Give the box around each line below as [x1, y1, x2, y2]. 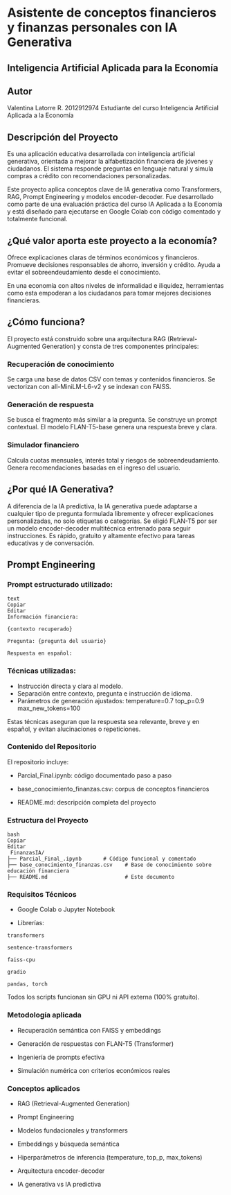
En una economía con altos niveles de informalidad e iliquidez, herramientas [7, 282, 224, 290]
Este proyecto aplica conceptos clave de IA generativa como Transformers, [7, 185, 222, 194]
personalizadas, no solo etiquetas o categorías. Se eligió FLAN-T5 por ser [7, 517, 218, 525]
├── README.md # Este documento [7, 874, 175, 881]
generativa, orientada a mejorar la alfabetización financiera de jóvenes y [7, 157, 213, 166]
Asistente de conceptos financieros [7, 5, 216, 21]
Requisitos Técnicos [7, 890, 77, 900]
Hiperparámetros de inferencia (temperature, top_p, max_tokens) [17, 1153, 203, 1161]
